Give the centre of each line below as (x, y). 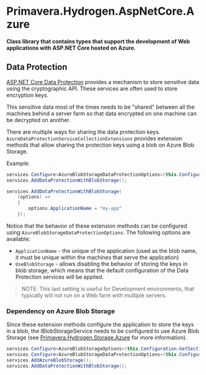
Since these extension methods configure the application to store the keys (100, 325)
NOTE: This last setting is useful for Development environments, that (108, 288)
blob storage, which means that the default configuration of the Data (102, 270)
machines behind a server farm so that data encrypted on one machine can (102, 113)
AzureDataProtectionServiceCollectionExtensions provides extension (94, 138)
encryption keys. (28, 95)
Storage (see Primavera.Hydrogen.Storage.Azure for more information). (97, 338)
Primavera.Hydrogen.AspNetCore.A (101, 11)
